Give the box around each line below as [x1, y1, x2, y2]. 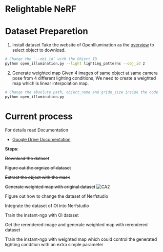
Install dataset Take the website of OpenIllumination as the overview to [12, 42, 155, 48]
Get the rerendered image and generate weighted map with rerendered [5, 221, 148, 228]
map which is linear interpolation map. [12, 80, 89, 86]
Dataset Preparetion [5, 26, 88, 37]
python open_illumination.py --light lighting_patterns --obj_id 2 [5, 61, 145, 66]
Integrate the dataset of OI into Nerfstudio [5, 203, 89, 209]
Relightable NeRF [5, 3, 77, 15]
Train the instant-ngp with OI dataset [5, 212, 79, 218]
